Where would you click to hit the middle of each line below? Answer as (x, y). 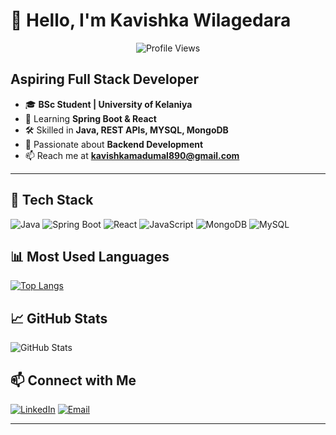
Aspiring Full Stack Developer (104, 79)
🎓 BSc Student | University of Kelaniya (108, 104)
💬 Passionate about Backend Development (114, 144)
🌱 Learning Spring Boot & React (90, 118)
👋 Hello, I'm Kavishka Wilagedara (151, 20)
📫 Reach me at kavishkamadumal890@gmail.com (132, 155)
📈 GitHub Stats (59, 318)
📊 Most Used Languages (90, 256)
